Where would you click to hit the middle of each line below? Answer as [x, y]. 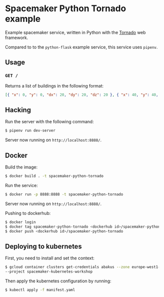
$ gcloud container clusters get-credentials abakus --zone [68, 267]
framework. [17, 38]
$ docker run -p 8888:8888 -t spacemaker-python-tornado [64, 194]
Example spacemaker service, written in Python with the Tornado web [75, 32]
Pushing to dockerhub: [28, 213]
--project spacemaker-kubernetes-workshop [49, 272]
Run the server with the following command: [50, 122]
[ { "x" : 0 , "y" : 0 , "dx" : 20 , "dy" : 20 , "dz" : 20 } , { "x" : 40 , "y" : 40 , [82, 95]
